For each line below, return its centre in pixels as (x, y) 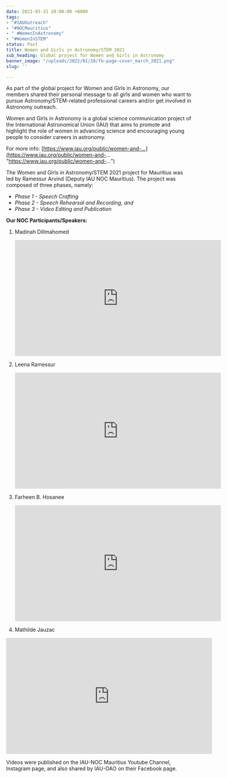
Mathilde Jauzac (35, 630)
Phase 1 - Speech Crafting (46, 197)
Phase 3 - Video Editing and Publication (63, 209)
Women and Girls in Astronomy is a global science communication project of (99, 118)
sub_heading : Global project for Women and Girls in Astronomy (85, 55)
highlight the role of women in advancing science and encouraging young (95, 131)
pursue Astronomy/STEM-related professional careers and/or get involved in (99, 101)
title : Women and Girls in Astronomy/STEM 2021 (66, 50)
